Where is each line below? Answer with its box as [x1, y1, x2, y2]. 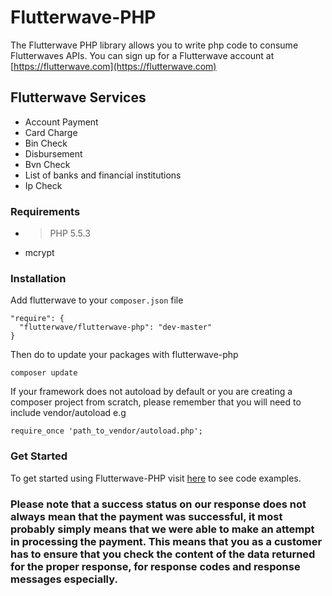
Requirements [10, 204, 81, 218]
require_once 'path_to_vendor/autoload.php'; [10, 426, 203, 436]
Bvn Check [24, 158, 71, 170]
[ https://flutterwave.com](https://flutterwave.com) [10, 60, 217, 72]
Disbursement [24, 147, 83, 160]
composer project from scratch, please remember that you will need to [10, 396, 302, 408]
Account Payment [24, 116, 99, 128]
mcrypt [24, 247, 55, 259]
